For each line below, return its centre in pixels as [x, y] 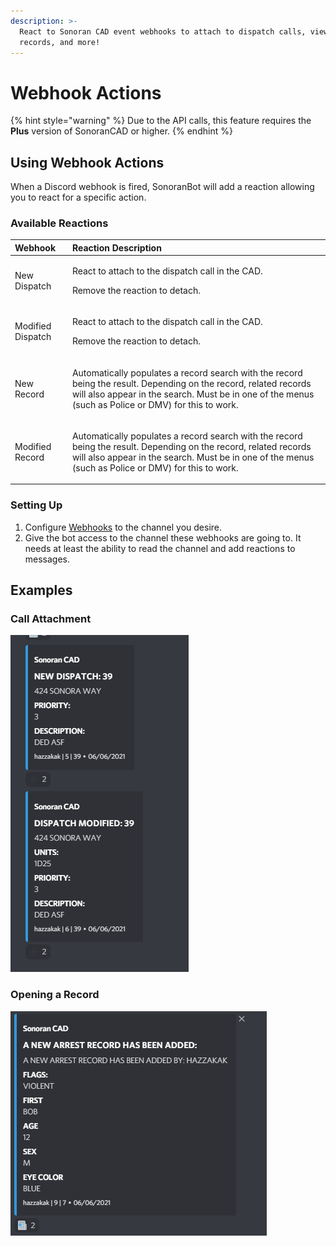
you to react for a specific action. [78, 197]
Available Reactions [59, 223]
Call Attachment [51, 619]
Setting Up [36, 505]
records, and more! [60, 42]
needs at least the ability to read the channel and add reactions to [160, 548]
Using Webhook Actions [87, 162]
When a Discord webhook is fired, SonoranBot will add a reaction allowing [162, 187]
